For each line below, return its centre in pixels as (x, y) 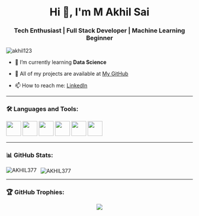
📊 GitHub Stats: (30, 155)
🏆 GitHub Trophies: (35, 192)
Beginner (99, 38)
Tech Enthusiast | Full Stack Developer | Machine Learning (99, 31)
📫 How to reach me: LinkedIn (51, 86)
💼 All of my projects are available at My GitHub (71, 74)
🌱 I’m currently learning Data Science (60, 62)
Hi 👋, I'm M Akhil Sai (99, 12)
